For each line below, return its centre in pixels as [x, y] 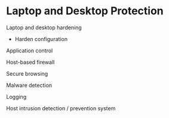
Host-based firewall [30, 62]
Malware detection [29, 85]
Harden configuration [41, 39]
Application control [30, 50]
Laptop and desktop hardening [44, 27]
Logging [16, 97]
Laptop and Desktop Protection [85, 11]
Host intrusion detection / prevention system [61, 108]
